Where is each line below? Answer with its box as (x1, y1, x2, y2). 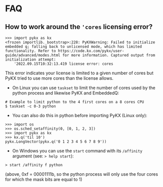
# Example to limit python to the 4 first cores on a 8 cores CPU (5, 99, 144, 104)
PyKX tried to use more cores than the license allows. (5, 75, 114, 81)
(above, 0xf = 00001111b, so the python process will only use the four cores (5, 171, 159, 177)
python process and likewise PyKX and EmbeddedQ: (12, 90, 119, 96)
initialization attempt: (5, 57, 56, 62)
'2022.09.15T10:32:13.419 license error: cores (14, 62, 113, 66)
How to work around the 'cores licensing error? (5, 23, 153, 31)
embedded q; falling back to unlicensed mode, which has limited (5, 44, 142, 49)
